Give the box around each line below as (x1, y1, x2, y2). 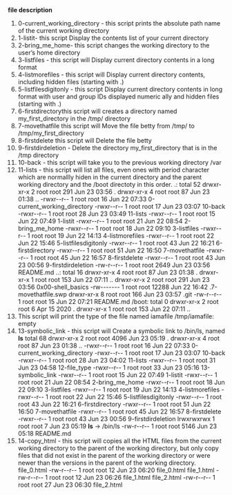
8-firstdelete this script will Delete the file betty (17, 137, 153, 144)
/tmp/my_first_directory (17, 129, 85, 137)
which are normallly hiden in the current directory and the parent (17, 173, 202, 181)
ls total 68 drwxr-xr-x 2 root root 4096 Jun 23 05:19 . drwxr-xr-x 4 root (17, 334, 220, 342)
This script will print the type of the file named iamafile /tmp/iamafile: (17, 312, 215, 320)
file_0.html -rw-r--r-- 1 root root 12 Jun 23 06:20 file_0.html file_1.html (17, 466, 215, 474)
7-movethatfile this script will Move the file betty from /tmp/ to (17, 122, 195, 130)
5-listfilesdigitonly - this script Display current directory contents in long (17, 85, 223, 93)
